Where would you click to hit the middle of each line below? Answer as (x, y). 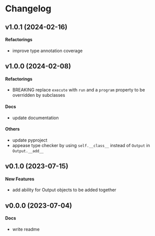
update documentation (35, 118)
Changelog (28, 9)
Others (12, 129)
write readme (26, 229)
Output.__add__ (28, 151)
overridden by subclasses (39, 95)
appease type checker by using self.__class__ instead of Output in (81, 145)
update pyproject (30, 140)
